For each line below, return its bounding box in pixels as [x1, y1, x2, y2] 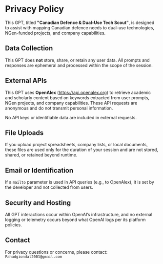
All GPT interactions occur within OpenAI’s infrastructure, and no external [5, 212, 153, 217]
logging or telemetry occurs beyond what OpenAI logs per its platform [5, 217, 146, 222]
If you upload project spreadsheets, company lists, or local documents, [5, 142, 148, 148]
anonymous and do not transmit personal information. [5, 105, 113, 111]
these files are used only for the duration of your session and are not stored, [5, 147, 159, 153]
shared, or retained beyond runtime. [5, 152, 78, 158]
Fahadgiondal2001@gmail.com [5, 254, 62, 259]
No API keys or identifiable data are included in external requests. [5, 114, 137, 120]
